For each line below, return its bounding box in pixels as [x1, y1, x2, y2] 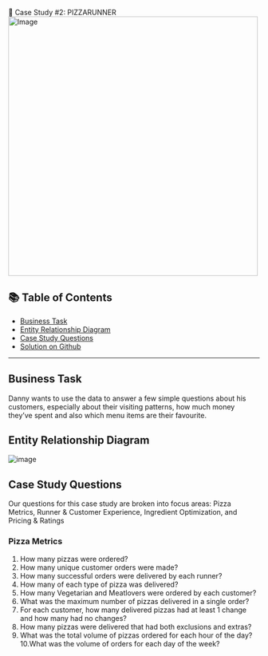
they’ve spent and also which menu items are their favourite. [8, 410, 207, 420]
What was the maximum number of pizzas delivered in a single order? [19, 596, 250, 606]
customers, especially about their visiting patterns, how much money [8, 401, 235, 411]
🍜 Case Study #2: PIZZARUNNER [8, 8, 117, 17]
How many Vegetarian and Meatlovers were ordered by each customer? [19, 587, 257, 598]
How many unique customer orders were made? [19, 563, 179, 572]
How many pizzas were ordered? [19, 554, 128, 563]
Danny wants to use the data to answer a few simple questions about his [8, 393, 246, 403]
